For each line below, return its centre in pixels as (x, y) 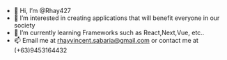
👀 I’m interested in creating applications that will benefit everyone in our (117, 18)
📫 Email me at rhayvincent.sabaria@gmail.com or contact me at (106, 40)
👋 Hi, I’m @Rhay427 (42, 11)
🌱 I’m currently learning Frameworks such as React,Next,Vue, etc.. (109, 32)
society (24, 25)
